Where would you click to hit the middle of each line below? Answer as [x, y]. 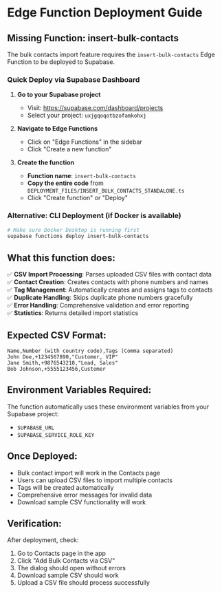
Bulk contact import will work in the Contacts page [88, 473]
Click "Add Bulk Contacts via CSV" [66, 561]
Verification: [34, 523]
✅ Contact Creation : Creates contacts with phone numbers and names [108, 282]
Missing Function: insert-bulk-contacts [93, 38]
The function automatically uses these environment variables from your [108, 407]
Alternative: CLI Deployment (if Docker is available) [94, 216]
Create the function [45, 162]
